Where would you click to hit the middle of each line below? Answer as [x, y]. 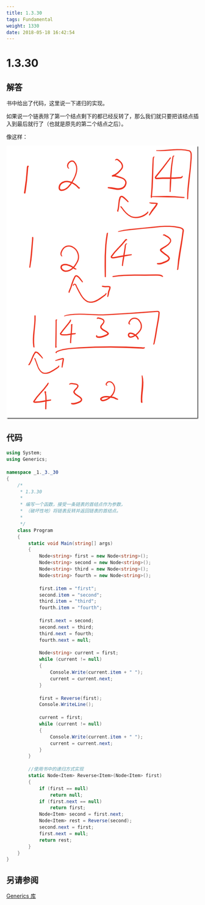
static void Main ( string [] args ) [71, 543]
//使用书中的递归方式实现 [56, 769]
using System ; [24, 453]
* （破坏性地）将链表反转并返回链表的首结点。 [70, 511]
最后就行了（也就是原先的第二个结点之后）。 [72, 124]
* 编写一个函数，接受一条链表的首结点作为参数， [73, 505]
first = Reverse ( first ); [70, 698]
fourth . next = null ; [65, 640]
